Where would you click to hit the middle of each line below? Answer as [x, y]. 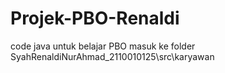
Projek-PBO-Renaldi [95, 18]
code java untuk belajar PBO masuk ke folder [103, 46]
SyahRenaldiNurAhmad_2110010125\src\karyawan [112, 56]
